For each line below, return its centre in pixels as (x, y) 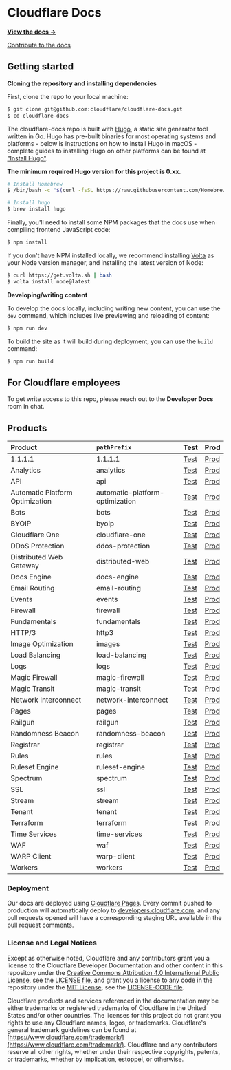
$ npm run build (30, 361)
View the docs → (32, 32)
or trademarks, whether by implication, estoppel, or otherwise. (96, 1059)
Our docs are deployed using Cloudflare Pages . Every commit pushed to (110, 903)
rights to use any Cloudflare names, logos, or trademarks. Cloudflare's (107, 1023)
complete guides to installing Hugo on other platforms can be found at (107, 151)
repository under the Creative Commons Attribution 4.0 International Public (113, 972)
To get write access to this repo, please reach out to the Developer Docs (110, 399)
